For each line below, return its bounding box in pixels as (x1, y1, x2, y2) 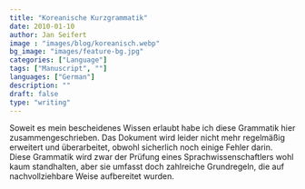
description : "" (9, 81, 71, 90)
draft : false (9, 89, 59, 98)
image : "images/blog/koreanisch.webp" (9, 38, 161, 48)
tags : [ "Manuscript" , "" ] (9, 65, 107, 74)
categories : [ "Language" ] (9, 55, 107, 65)
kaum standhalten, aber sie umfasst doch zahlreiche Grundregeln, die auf (9, 161, 284, 173)
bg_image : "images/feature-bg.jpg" (9, 47, 144, 56)
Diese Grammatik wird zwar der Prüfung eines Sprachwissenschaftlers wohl (9, 152, 294, 163)
